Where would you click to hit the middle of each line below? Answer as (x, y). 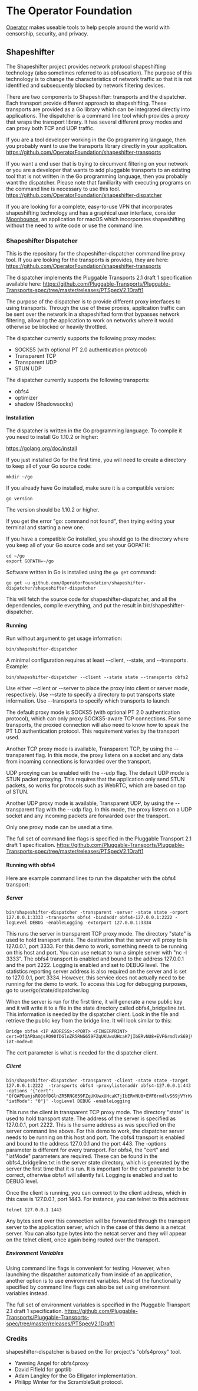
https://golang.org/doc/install (42, 448)
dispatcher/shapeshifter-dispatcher (51, 588)
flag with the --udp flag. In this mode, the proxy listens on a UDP (113, 810)
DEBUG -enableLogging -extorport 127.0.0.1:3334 (90, 923)
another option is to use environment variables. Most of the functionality (94, 1280)
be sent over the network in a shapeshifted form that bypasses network (93, 314)
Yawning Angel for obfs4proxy (52, 1363)
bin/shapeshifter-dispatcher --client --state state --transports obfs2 (97, 677)
